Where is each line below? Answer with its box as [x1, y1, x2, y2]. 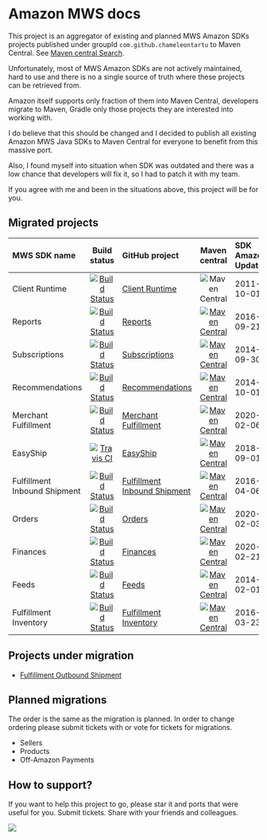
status [90, 254, 115, 265]
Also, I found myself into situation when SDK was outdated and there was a [8, 160, 254, 170]
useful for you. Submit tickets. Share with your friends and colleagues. [8, 808, 238, 818]
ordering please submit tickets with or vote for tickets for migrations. [8, 723, 233, 732]
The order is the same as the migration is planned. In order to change [8, 714, 235, 724]
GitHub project [122, 249, 179, 261]
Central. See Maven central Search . [8, 48, 125, 57]
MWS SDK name [12, 249, 76, 261]
